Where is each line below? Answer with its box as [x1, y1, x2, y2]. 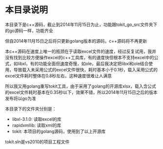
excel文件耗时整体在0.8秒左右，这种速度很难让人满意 [5, 73, 112, 79]
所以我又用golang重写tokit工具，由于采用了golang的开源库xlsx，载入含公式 [5, 83, 156, 89]
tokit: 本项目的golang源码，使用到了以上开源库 [12, 128, 106, 134]
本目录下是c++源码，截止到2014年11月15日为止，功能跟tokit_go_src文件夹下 [5, 21, 158, 27]
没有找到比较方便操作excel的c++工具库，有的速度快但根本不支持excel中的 [5, 54, 154, 60]
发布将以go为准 [5, 95, 36, 101]
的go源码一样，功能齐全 [5, 27, 53, 33]
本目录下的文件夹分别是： [5, 106, 57, 111]
